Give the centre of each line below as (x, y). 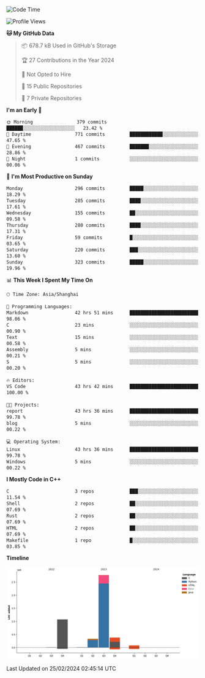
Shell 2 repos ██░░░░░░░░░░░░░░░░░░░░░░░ (102, 504)
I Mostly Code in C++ (34, 479)
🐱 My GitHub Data (31, 33)
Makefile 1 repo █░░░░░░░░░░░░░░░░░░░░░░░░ (102, 540)
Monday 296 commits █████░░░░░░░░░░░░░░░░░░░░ (102, 189)
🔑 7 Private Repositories (51, 98)
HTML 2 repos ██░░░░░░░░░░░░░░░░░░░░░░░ (102, 528)
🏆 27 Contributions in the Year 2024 (68, 60)
